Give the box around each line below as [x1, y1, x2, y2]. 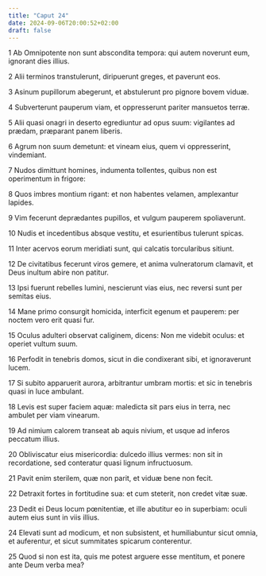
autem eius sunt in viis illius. [8, 513, 100, 522]
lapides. [8, 198, 34, 207]
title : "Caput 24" [8, 11, 69, 20]
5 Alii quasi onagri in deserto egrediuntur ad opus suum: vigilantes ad [8, 118, 236, 128]
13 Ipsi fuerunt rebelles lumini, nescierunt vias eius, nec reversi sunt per [8, 283, 243, 293]
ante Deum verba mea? [8, 560, 85, 570]
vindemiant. [8, 150, 47, 159]
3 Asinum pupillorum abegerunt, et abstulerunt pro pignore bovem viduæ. [8, 87, 249, 97]
